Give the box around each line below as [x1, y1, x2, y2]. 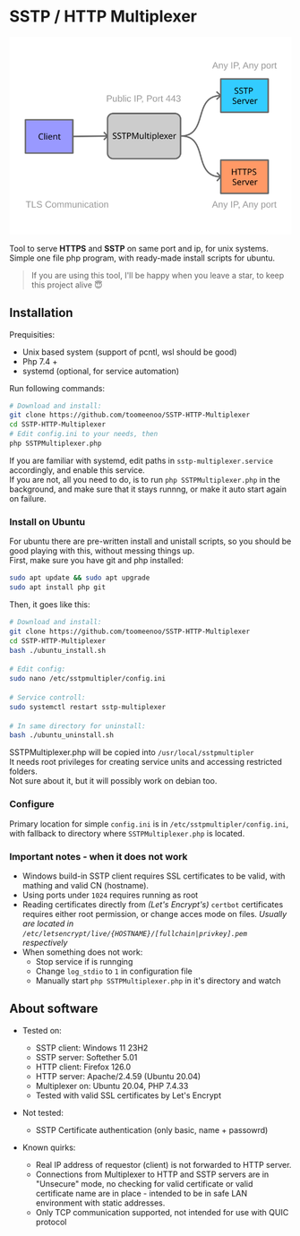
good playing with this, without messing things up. [9, 545, 195, 556]
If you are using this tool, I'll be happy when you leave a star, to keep [30, 270, 285, 280]
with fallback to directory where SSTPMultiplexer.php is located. [9, 828, 245, 838]
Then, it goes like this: [9, 598, 91, 610]
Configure [9, 798, 55, 811]
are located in [21, 918, 74, 929]
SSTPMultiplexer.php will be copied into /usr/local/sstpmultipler [9, 747, 254, 758]
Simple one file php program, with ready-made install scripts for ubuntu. [9, 253, 276, 263]
